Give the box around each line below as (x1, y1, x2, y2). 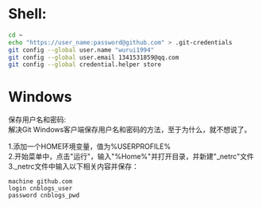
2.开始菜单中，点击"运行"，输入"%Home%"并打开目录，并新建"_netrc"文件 (8, 152, 254, 162)
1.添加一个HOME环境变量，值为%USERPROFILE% (8, 142, 171, 151)
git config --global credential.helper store (8, 61, 161, 68)
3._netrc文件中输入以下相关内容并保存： (8, 162, 139, 171)
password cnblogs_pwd (8, 192, 80, 200)
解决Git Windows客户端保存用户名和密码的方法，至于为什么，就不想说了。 (8, 125, 252, 135)
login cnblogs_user (8, 185, 73, 193)
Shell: (8, 5, 47, 23)
